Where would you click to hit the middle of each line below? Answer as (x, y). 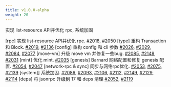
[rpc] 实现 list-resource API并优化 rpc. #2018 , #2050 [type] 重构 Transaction (86, 41)
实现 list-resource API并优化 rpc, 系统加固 (49, 30)
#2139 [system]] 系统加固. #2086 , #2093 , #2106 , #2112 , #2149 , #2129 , (80, 72)
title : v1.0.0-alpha (27, 10)
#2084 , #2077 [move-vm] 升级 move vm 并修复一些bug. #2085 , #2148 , (81, 53)
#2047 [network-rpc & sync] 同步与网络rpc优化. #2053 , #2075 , (95, 66)
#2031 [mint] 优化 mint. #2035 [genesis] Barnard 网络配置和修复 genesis (82, 60)
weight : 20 (17, 15)
